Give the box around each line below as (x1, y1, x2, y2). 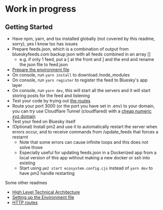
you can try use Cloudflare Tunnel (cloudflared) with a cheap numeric (12, 108, 152, 114)
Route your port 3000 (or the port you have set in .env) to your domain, (12, 103, 155, 109)
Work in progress (5, 3, 76, 15)
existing (19, 160, 36, 166)
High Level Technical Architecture (12, 189, 80, 195)
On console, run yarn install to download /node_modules (12, 72, 130, 77)
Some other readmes (5, 180, 47, 186)
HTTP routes (12, 200, 38, 205)
